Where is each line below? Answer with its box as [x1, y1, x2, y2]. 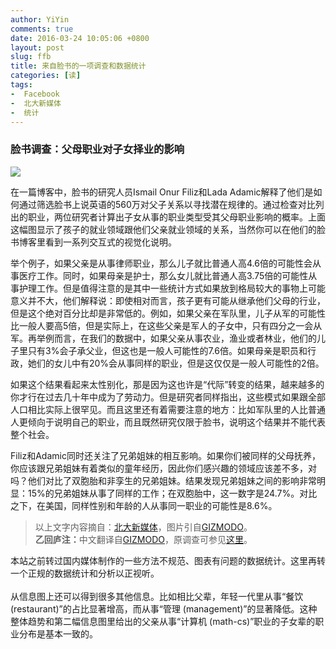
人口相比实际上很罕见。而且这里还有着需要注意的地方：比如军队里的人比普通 [10, 403, 326, 415]
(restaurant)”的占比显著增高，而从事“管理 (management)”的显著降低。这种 [10, 602, 318, 615]
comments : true [10, 24, 74, 34]
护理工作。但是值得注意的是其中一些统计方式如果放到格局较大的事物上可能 [18, 282, 326, 294]
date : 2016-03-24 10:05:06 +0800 [10, 33, 150, 43]
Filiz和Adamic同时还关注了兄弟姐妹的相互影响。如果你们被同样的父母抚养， [10, 449, 321, 461]
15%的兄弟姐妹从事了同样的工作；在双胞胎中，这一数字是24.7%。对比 [27, 487, 318, 499]
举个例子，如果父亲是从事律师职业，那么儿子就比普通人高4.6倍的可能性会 [10, 257, 313, 269]
